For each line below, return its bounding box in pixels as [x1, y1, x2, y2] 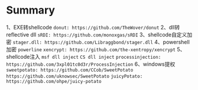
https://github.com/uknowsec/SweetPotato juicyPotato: [6, 73, 143, 79]
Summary [6, 4, 55, 17]
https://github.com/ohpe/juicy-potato [6, 78, 102, 84]
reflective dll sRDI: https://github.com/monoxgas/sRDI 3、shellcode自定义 [6, 31, 187, 38]
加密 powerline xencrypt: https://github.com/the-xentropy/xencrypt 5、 [6, 45, 186, 53]
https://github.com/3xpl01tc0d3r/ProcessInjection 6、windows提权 [6, 60, 176, 68]
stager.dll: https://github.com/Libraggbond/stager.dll [12, 39, 154, 45]
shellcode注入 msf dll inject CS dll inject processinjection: [6, 53, 161, 60]
